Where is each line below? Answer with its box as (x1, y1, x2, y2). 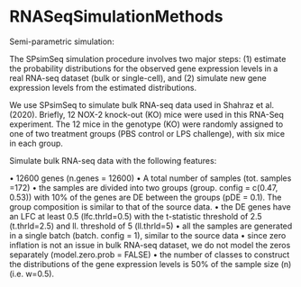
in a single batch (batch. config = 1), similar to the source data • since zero (9, 229, 287, 240)
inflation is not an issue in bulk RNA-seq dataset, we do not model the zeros (9, 239, 291, 250)
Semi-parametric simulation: (9, 36, 114, 47)
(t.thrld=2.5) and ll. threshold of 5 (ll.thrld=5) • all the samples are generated (9, 220, 293, 231)
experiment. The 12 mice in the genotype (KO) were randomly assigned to (9, 119, 284, 130)
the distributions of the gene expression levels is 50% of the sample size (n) (9, 258, 292, 269)
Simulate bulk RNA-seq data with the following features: (9, 155, 217, 166)
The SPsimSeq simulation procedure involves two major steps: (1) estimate (9, 53, 287, 64)
